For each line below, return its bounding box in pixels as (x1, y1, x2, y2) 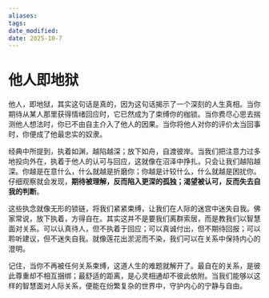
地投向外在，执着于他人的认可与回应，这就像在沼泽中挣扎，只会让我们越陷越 (8, 157, 261, 166)
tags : (8, 19, 26, 27)
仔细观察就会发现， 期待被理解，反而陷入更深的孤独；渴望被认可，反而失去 (8, 177, 254, 186)
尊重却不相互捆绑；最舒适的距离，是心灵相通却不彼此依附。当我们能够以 (14, 271, 254, 281)
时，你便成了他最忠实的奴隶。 (8, 129, 106, 139)
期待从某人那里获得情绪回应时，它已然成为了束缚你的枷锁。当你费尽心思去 (8, 109, 254, 119)
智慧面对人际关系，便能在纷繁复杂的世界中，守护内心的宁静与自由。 (22, 281, 247, 291)
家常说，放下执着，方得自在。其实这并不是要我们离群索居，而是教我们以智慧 (8, 214, 261, 223)
